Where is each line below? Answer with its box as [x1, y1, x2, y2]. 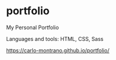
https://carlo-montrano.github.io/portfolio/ [6, 46, 110, 54]
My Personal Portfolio [6, 24, 59, 31]
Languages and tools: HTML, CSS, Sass [6, 35, 104, 42]
